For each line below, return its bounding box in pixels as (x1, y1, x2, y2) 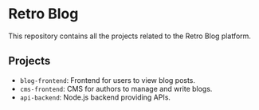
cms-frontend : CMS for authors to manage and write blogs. (19, 84, 213, 93)
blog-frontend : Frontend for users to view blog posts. (19, 75, 196, 84)
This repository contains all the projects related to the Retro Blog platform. (8, 31, 251, 41)
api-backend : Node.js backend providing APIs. (19, 92, 171, 102)
